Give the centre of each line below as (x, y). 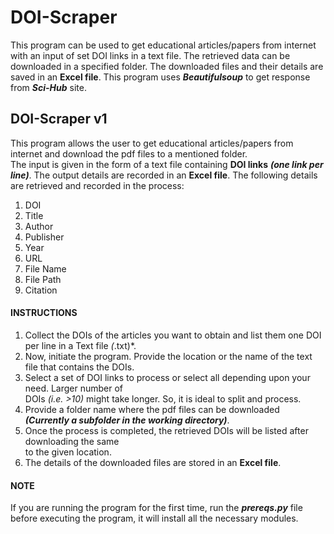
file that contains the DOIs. (79, 367)
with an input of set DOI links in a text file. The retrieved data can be (150, 55)
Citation (41, 290)
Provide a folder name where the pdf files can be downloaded (152, 409)
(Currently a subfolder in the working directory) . (127, 420)
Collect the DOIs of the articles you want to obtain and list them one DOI (173, 335)
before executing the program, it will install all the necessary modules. (154, 518)
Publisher (44, 237)
